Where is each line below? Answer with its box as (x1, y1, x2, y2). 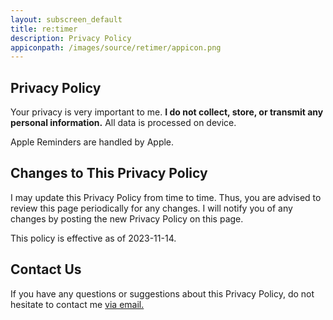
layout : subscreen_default (10, 14, 123, 25)
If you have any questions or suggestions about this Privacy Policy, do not (10, 287, 315, 300)
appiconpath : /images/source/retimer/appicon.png (10, 42, 222, 53)
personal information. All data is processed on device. (10, 117, 237, 129)
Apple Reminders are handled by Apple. (10, 136, 175, 148)
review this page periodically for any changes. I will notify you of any (10, 202, 293, 214)
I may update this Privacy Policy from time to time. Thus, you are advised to (10, 191, 322, 203)
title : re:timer (10, 24, 78, 34)
